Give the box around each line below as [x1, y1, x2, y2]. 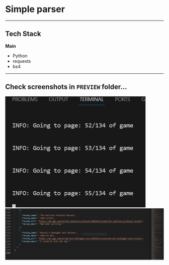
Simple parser [5, 4, 65, 15]
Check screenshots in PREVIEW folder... [5, 83, 127, 91]
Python [12, 53, 28, 59]
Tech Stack [5, 30, 41, 38]
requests [12, 58, 31, 64]
